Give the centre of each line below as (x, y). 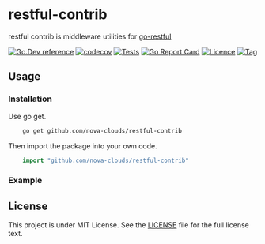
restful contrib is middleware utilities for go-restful (90, 36)
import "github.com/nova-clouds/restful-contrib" (106, 160)
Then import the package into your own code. (83, 146)
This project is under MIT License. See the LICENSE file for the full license (129, 225)
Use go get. (27, 116)
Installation (30, 99)
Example (25, 181)
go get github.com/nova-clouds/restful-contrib (102, 131)
